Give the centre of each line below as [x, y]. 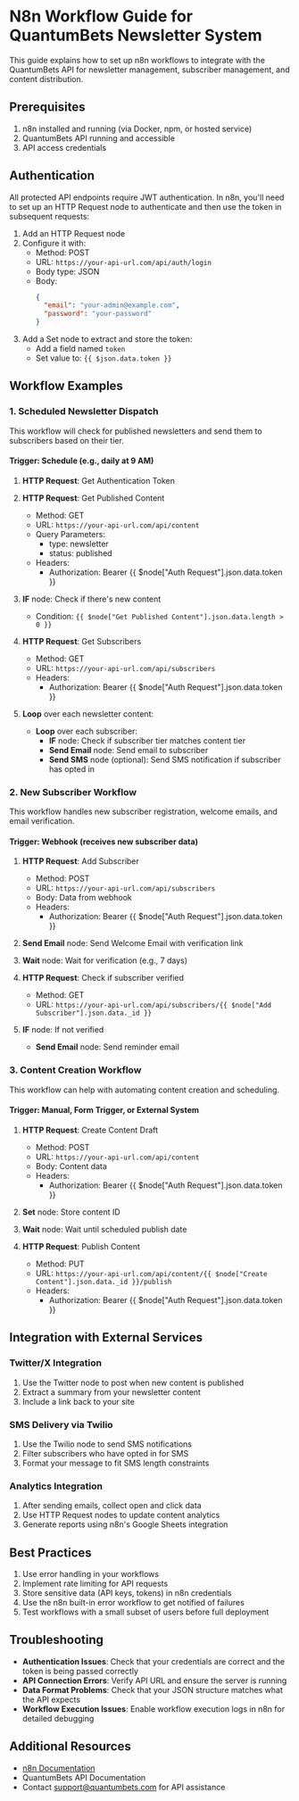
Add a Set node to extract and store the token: [107, 339]
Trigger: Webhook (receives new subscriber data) [104, 842]
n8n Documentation [58, 1768]
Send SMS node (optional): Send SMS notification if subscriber [165, 759]
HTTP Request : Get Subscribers [82, 641]
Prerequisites [47, 108]
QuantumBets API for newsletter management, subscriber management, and [149, 70]
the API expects [51, 1699]
